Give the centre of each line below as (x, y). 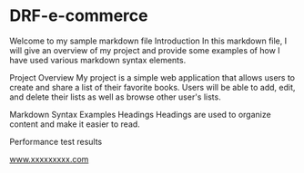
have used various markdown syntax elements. (98, 60)
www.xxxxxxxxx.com (49, 159)
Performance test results (56, 141)
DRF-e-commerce (79, 16)
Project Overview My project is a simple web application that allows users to (152, 77)
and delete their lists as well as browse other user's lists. (115, 97)
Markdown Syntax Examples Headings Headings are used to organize (140, 114)
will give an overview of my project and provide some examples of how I (145, 50)
